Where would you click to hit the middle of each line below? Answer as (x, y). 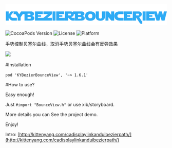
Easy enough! (20, 95)
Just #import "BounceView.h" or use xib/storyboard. (60, 105)
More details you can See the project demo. (52, 115)
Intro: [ (12, 135)
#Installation (18, 65)
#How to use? (20, 85)
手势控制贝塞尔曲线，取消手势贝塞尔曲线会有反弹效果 (62, 44)
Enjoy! (12, 124)
